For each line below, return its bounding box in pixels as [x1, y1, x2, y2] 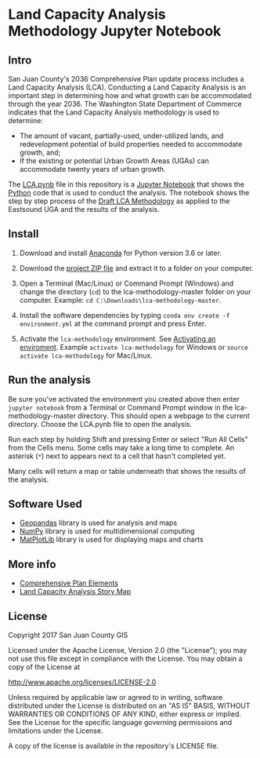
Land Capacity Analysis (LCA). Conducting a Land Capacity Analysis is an [8, 82, 247, 92]
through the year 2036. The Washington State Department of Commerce [8, 100, 242, 108]
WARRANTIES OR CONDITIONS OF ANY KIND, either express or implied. [8, 709, 241, 719]
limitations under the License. [8, 726, 103, 735]
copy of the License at [8, 662, 81, 672]
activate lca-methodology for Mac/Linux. [19, 351, 153, 360]
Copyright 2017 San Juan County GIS [8, 630, 128, 640]
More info [8, 557, 56, 570]
